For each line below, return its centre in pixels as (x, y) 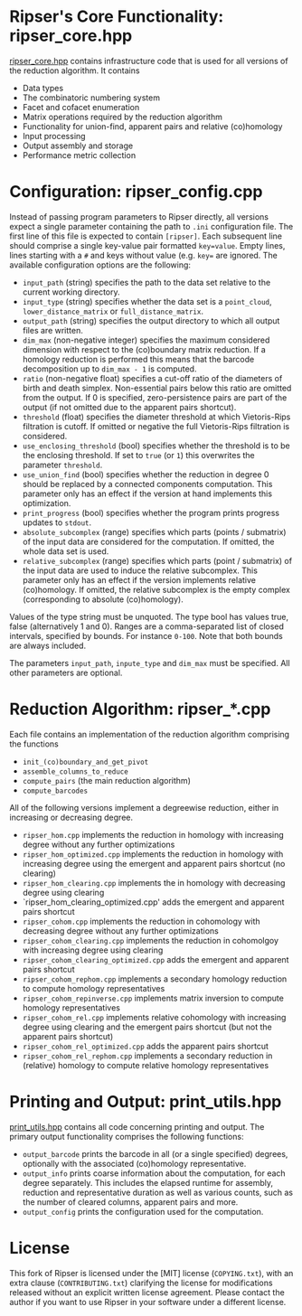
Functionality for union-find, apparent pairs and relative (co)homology (152, 126)
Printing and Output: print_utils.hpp (146, 1102)
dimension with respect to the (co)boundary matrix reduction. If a (144, 349)
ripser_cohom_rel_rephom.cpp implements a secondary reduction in (147, 1056)
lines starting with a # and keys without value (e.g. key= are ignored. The (143, 255)
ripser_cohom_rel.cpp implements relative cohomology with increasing (154, 1017)
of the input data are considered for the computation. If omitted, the (148, 541)
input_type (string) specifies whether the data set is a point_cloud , (147, 301)
